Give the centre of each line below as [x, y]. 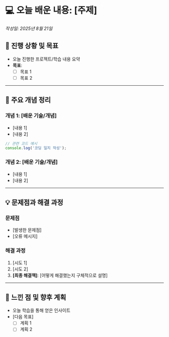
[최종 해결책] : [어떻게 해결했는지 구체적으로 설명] [60, 275]
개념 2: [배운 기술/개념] [31, 162]
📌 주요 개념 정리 [28, 100]
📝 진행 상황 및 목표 [32, 46]
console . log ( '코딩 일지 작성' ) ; [36, 148]
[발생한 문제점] [27, 230]
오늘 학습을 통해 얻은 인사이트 [41, 310]
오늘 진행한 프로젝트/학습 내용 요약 [46, 59]
